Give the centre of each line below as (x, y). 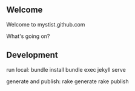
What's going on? (28, 36)
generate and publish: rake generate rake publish (67, 81)
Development (32, 55)
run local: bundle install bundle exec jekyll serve (66, 69)
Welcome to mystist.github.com (46, 24)
